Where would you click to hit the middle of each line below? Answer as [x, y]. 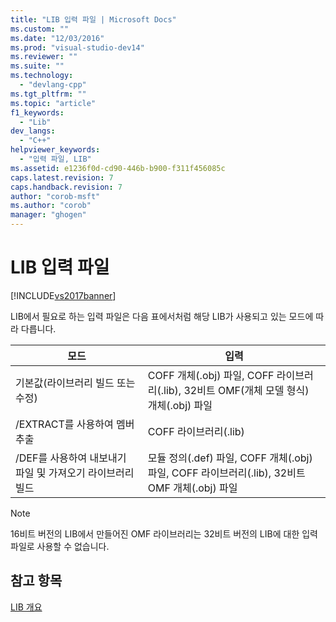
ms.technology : [42, 76]
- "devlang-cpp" [53, 85]
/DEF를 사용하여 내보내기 [71, 458]
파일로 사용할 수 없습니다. [60, 546]
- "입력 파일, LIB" [55, 159]
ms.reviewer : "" [44, 57]
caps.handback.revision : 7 [66, 187]
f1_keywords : [37, 112]
